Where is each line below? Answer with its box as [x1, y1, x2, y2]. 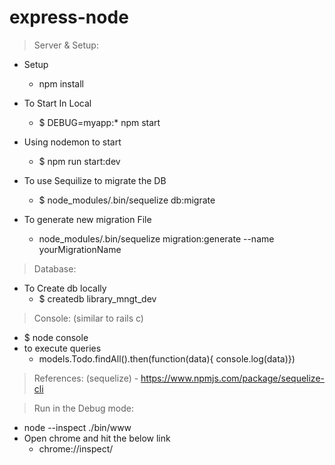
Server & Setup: [33, 39, 99, 51]
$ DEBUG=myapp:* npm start [38, 116, 161, 128]
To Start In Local [23, 97, 92, 109]
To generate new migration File [23, 213, 152, 225]
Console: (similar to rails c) [33, 312, 144, 324]
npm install [38, 77, 84, 90]
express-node [9, 6, 129, 29]
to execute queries [23, 342, 102, 354]
